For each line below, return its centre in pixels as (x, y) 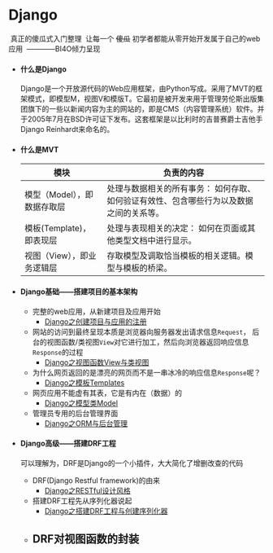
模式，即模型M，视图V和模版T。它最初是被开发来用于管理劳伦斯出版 (142, 99)
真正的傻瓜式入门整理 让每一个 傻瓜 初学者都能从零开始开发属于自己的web (135, 38)
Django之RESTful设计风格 (88, 490)
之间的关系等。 (135, 213)
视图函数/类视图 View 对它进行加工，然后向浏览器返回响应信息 (148, 342)
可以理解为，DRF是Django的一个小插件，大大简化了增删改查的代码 (132, 463)
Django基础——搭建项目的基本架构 (79, 292)
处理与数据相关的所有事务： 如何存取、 (181, 189)
